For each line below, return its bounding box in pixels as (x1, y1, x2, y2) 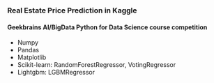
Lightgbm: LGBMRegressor (17, 68, 95, 77)
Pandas (17, 46, 40, 54)
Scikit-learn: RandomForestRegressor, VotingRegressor (17, 61, 176, 69)
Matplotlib (17, 53, 47, 61)
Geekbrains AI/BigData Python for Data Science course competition (7, 23, 208, 31)
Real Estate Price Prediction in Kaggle (7, 6, 137, 15)
